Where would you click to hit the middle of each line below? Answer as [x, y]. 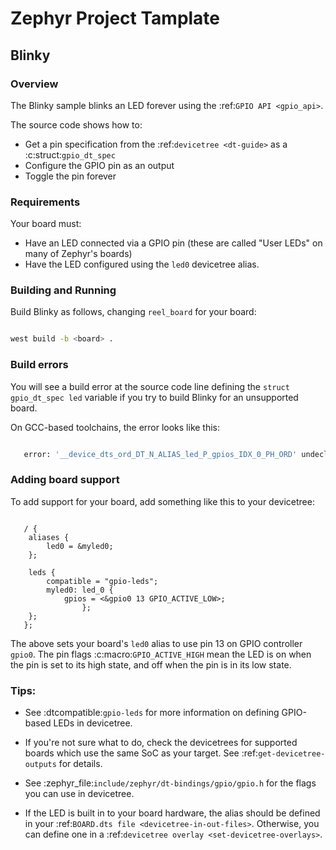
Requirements [45, 202]
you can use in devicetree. [79, 794]
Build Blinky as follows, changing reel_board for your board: [133, 312]
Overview [34, 84]
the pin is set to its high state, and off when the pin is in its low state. [151, 664]
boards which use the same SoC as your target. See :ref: [141, 753]
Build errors [39, 365]
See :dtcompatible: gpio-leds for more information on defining [152, 713]
